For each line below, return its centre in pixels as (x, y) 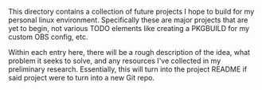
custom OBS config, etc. (48, 37)
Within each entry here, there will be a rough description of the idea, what (129, 52)
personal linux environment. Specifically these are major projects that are (128, 20)
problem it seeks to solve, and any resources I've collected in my (115, 61)
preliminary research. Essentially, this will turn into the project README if (128, 69)
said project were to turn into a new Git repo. (82, 78)
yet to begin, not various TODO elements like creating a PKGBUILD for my (129, 28)
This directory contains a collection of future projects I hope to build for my (131, 12)
